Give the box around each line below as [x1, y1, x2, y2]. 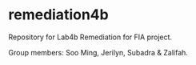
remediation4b [8, 6, 110, 24]
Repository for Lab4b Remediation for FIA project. [8, 32, 173, 42]
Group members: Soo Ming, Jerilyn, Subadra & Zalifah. [8, 47, 188, 57]
